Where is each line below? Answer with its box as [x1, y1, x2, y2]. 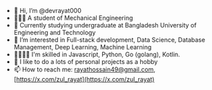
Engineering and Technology [13, 28, 96, 36]
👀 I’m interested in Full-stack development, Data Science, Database [13, 36, 206, 44]
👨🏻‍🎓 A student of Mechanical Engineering [13, 14, 133, 22]
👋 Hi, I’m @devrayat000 [13, 7, 81, 14]
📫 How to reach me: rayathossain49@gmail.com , [13, 65, 155, 74]
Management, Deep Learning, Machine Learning [13, 43, 152, 51]
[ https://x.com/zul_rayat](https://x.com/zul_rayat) [13, 76, 155, 83]
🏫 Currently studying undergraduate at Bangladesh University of [13, 21, 197, 29]
